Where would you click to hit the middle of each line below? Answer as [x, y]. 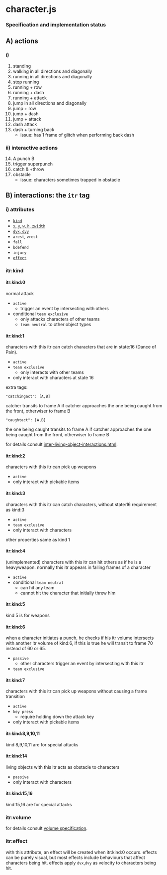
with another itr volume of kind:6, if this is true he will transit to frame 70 [79, 643]
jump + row [25, 108]
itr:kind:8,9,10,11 [23, 733]
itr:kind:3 [15, 493]
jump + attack [27, 119]
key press [23, 712]
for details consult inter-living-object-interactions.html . [62, 444]
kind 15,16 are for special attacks [39, 804]
